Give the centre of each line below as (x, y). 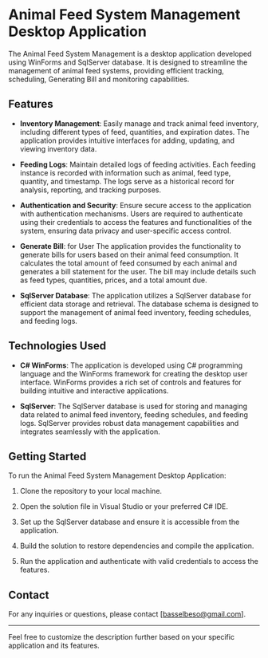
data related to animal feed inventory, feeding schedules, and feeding (134, 414)
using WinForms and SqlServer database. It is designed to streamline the (128, 62)
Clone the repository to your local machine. (91, 491)
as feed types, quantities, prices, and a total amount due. (113, 280)
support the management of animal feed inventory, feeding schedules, (135, 312)
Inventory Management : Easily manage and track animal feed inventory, (139, 123)
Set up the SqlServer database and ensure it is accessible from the (130, 522)
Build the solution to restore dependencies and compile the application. (137, 546)
